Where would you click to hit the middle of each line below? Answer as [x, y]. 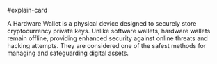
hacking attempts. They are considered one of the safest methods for [107, 46]
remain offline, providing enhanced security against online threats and [108, 38]
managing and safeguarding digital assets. [68, 53]
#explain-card [27, 10]
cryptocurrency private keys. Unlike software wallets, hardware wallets [109, 31]
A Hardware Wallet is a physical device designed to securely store [102, 23]
